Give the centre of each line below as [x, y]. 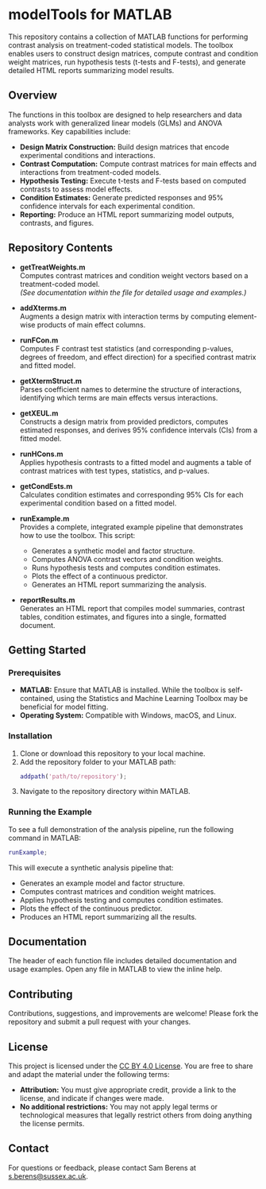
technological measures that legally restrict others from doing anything [136, 1115]
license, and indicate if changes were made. [92, 1098]
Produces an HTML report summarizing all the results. [108, 916]
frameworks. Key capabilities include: [69, 131]
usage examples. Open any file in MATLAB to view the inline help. [115, 969]
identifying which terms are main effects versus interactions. [119, 397]
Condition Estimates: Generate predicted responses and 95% [121, 197]
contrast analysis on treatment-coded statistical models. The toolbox [121, 45]
